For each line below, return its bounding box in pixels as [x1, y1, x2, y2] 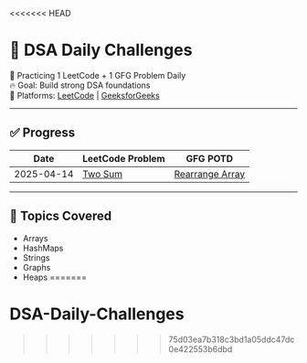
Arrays [22, 232, 48, 243]
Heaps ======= [22, 272, 88, 283]
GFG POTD [185, 152, 234, 165]
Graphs [22, 262, 51, 272]
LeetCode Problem [81, 152, 166, 165]
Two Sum [81, 167, 123, 180]
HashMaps [22, 242, 64, 253]
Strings [22, 251, 50, 263]
